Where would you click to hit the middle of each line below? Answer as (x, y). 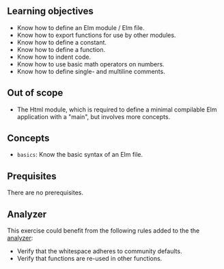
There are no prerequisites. (45, 193)
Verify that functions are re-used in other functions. (89, 259)
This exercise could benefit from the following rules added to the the (103, 231)
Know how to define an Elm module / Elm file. (81, 27)
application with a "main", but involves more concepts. (94, 116)
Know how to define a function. (61, 49)
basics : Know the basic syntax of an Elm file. (80, 155)
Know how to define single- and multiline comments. (91, 71)
